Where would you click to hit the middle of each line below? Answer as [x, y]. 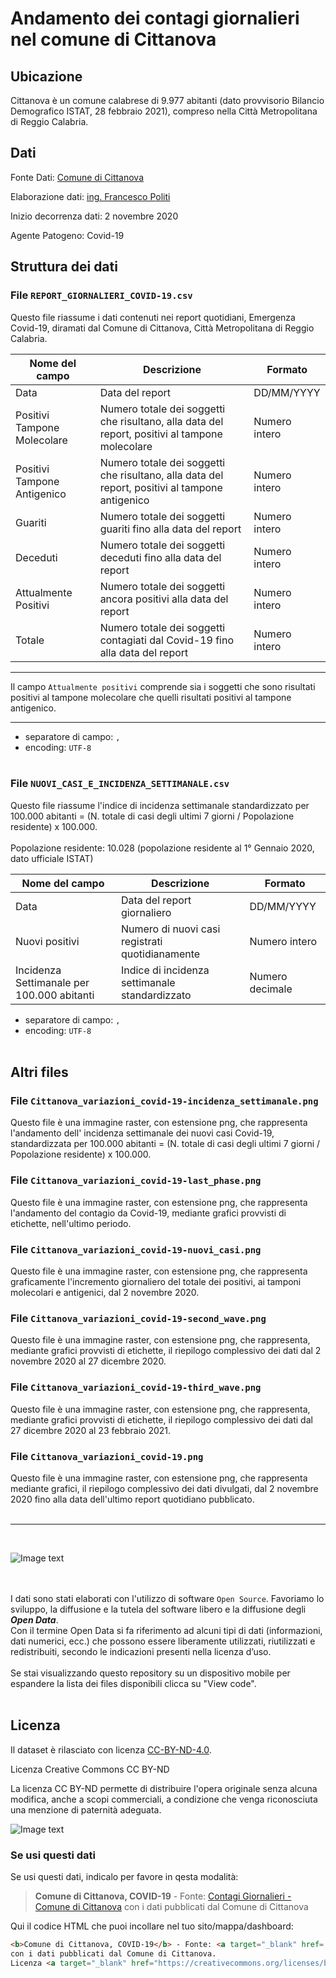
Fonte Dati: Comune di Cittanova [77, 177]
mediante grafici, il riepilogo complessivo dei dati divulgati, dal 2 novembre [164, 1488]
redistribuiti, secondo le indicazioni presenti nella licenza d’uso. [141, 1651]
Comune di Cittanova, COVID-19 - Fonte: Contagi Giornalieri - [163, 1896]
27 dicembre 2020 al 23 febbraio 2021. [91, 1430]
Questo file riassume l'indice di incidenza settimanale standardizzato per [160, 805]
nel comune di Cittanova [113, 39]
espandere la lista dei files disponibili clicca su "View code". [133, 1683]
